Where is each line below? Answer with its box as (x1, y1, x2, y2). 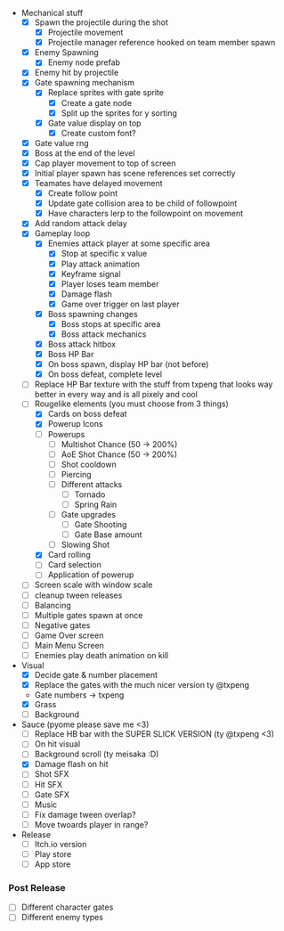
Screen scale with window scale (34, 579, 153, 591)
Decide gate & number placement (34, 669, 158, 680)
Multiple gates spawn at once (34, 609, 143, 620)
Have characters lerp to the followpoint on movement (47, 208, 244, 219)
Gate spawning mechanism (34, 78, 135, 88)
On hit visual (34, 739, 81, 749)
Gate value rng (34, 137, 90, 148)
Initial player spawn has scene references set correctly (34, 167, 236, 178)
